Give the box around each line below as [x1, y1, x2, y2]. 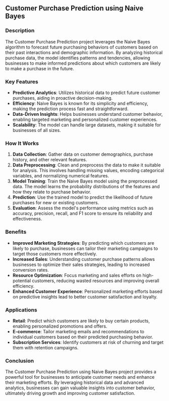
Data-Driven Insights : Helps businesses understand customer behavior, [12, 111, 163, 117]
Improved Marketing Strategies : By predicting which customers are [12, 240, 155, 246]
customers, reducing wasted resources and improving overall [32, 278, 160, 284]
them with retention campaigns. [12, 344, 79, 350]
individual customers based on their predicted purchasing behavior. [12, 334, 153, 340]
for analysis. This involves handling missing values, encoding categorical [12, 167, 164, 173]
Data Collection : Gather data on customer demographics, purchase [12, 151, 153, 157]
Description [5, 27, 35, 34]
